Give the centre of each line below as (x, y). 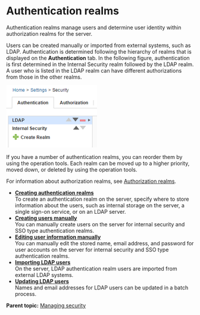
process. (26, 294)
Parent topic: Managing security (46, 305)
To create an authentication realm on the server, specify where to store (102, 199)
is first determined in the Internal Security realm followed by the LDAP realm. (100, 64)
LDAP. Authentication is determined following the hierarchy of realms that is (99, 51)
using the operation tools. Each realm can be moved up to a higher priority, (98, 163)
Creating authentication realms (54, 192)
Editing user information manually (58, 237)
